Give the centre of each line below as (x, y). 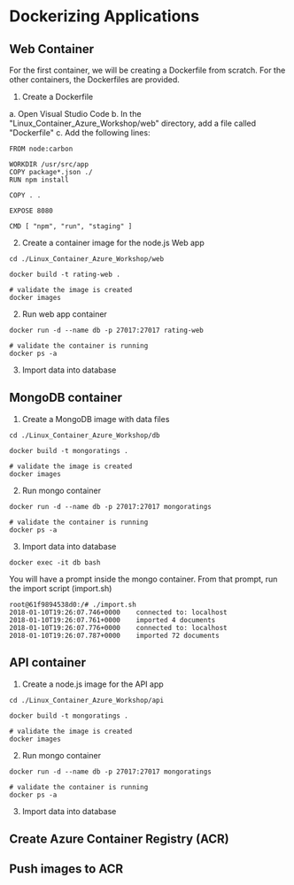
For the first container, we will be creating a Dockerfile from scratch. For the (147, 70)
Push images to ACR (66, 869)
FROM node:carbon (41, 149)
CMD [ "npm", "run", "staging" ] (71, 227)
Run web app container (65, 314)
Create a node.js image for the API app (93, 684)
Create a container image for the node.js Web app (113, 242)
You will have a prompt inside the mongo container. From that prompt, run (143, 579)
